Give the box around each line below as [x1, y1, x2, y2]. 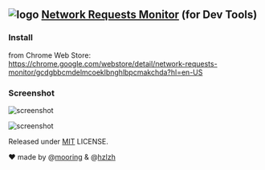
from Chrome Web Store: [8, 50, 91, 60]
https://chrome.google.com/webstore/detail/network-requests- [8, 59, 218, 68]
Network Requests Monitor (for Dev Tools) [41, 8, 258, 22]
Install [8, 32, 34, 43]
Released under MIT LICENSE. [8, 136, 108, 146]
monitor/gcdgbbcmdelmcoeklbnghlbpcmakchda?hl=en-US [8, 67, 203, 77]
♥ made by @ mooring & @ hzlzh [8, 152, 116, 161]
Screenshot [8, 87, 55, 99]
